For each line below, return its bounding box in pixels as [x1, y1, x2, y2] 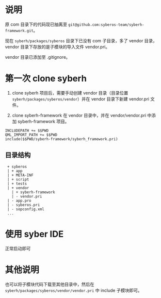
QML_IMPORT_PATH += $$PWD [5, 132, 57, 137]
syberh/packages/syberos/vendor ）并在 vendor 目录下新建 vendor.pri [12, 96, 149, 102]
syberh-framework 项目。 [17, 118, 69, 124]
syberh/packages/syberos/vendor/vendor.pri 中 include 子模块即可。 [5, 287, 142, 293]
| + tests [7, 181, 27, 186]
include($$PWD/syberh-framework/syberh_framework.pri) [5, 136, 118, 141]
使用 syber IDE [5, 229, 64, 239]
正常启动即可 [5, 246, 31, 251]
